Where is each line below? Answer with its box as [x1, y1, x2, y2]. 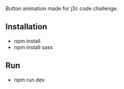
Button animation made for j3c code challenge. [5, 5, 118, 12]
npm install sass [13, 43, 53, 50]
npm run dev [13, 76, 45, 83]
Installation [5, 22, 47, 32]
